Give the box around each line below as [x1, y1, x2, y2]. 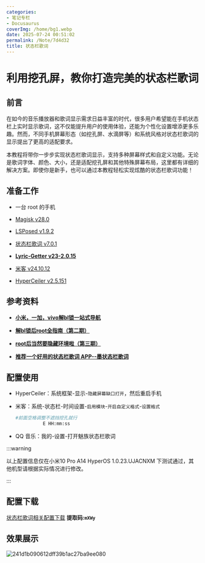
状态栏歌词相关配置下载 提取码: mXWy [6, 513, 96, 521]
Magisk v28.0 [15, 215, 50, 223]
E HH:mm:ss [42, 420, 70, 427]
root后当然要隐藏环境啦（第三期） [15, 340, 101, 347]
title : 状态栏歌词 [6, 43, 49, 50]
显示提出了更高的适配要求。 [6, 138, 76, 145]
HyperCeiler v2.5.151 [15, 277, 67, 285]
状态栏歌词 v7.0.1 [15, 240, 57, 247]
